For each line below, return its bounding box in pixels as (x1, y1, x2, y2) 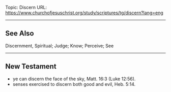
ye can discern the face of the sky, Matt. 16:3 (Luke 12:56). (12, 76, 136, 82)
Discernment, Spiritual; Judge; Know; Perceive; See (5, 43, 114, 49)
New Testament (5, 62, 57, 71)
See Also (5, 29, 34, 38)
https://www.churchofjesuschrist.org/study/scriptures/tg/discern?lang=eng (5, 10, 164, 16)
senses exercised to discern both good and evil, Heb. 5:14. (12, 81, 136, 87)
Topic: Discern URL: (5, 5, 47, 10)
